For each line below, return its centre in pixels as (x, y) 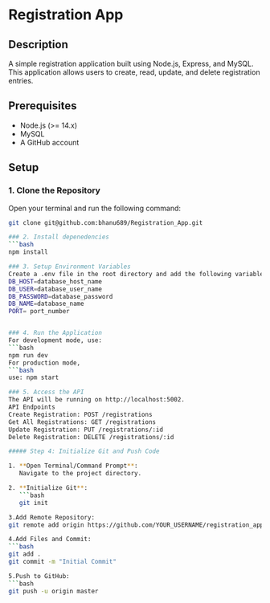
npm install (28, 252)
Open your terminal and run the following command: (95, 208)
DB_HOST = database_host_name (55, 281)
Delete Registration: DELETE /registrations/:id (91, 437)
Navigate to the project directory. (80, 474)
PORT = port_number (39, 312)
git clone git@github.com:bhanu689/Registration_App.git (106, 222)
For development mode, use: (55, 340)
